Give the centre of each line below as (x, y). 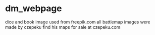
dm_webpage (33, 9)
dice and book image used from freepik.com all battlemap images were (78, 22)
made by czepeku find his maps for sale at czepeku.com (63, 27)
